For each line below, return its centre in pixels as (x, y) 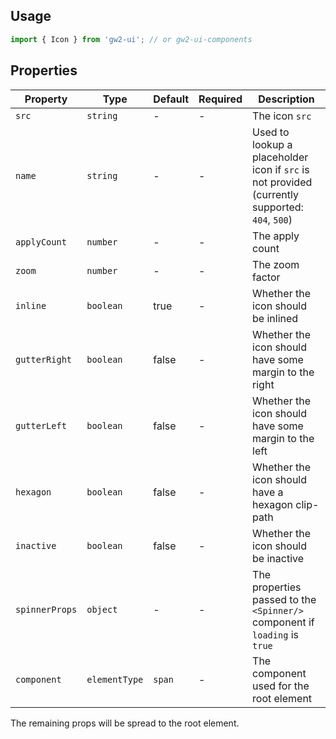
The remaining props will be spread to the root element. (125, 723)
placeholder (280, 157)
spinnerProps (46, 609)
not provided (282, 182)
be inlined (275, 318)
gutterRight (44, 359)
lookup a (272, 144)
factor (266, 277)
